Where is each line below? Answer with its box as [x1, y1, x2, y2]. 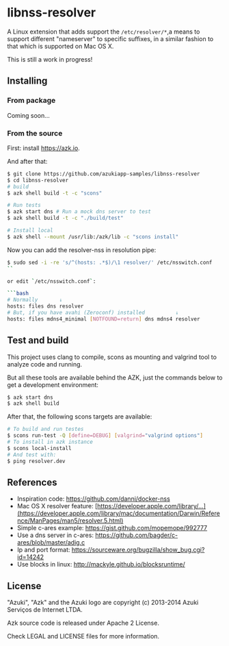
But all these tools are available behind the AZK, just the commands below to [7, 373, 223, 382]
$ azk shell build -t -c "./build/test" [7, 214, 124, 222]
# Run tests [7, 202, 41, 209]
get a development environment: [7, 380, 99, 388]
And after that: [7, 157, 48, 165]
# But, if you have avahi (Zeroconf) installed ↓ [7, 310, 179, 316]
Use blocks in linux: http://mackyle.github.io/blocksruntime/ [16, 560, 186, 569]
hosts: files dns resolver [7, 303, 84, 310]
